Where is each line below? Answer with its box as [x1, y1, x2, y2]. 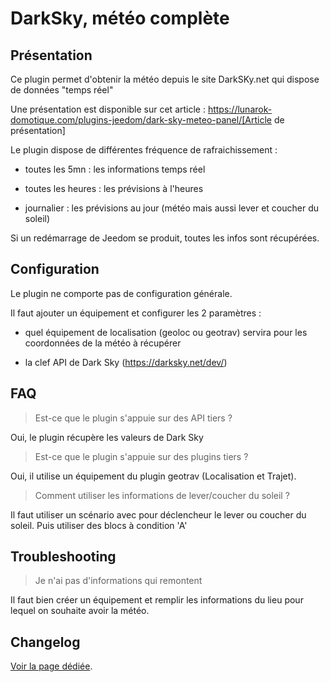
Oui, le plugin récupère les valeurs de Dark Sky [10, 431, 204, 443]
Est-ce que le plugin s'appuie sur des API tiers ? [34, 412, 233, 424]
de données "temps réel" [10, 84, 114, 96]
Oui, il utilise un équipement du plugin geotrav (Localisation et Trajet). [10, 470, 297, 482]
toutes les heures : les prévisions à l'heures [24, 183, 204, 194]
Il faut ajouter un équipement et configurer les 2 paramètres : [10, 307, 262, 319]
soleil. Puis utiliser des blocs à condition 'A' [10, 519, 188, 531]
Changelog [10, 633, 81, 651]
